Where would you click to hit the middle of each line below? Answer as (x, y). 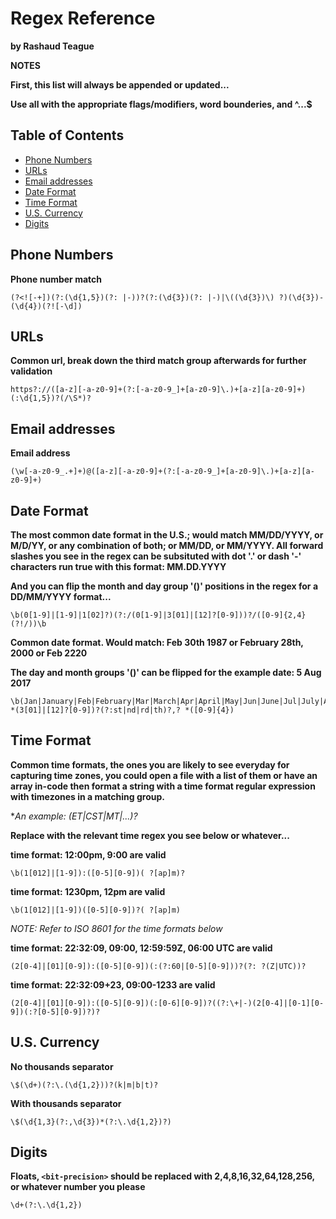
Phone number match (56, 279)
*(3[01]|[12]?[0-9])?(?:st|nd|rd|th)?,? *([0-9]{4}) (122, 710)
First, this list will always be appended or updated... (120, 84)
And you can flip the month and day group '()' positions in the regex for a (164, 586)
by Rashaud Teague (52, 46)
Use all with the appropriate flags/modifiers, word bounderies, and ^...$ (161, 104)
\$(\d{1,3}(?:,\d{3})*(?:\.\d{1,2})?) (91, 1122)
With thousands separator (66, 1103)
